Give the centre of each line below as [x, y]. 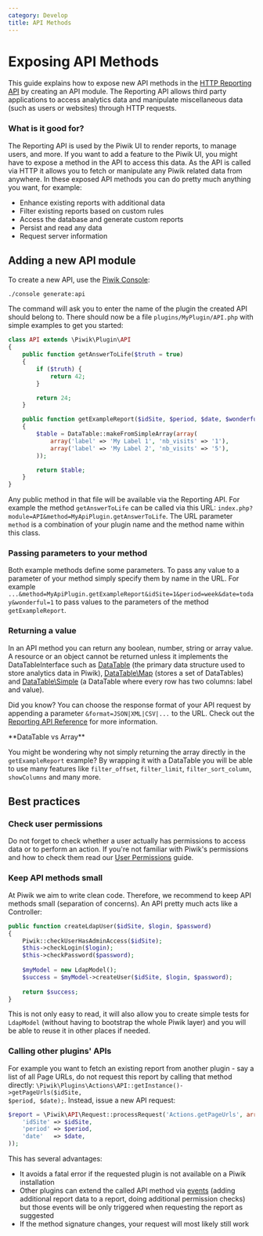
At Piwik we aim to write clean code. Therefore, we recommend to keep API [130, 895]
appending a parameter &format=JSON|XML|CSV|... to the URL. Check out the [131, 713]
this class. [24, 533]
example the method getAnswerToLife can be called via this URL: [112, 508]
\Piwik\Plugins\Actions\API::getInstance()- [110, 1085]
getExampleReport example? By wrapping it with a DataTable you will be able [130, 760]
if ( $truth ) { [59, 369]
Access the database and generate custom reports [101, 219]
